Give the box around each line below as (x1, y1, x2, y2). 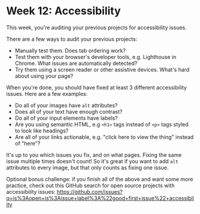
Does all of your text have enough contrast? (14, 108, 123, 115)
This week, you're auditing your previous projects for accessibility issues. (6, 24, 187, 31)
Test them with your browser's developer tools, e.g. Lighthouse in (14, 53, 177, 60)
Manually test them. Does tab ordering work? (14, 46, 126, 54)
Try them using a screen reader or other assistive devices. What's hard (14, 66, 190, 73)
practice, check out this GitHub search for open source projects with (6, 182, 175, 189)
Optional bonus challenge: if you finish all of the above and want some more (6, 175, 193, 182)
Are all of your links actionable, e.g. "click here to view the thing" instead (14, 133, 194, 141)
